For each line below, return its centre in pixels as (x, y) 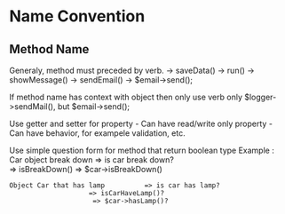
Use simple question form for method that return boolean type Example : (142, 150)
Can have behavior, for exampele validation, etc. (97, 133)
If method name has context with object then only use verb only (126, 97)
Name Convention (77, 16)
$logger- (260, 97)
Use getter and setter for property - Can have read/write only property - (141, 123)
